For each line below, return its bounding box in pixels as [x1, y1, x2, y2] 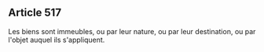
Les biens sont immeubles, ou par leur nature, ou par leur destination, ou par [8, 26, 256, 36]
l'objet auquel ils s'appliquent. [8, 35, 105, 44]
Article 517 [8, 6, 61, 19]
